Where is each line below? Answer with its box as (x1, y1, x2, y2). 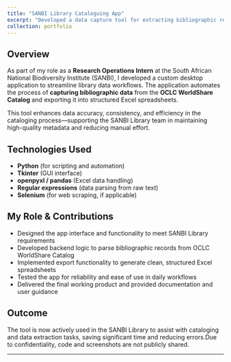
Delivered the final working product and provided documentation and (16, 280, 213, 289)
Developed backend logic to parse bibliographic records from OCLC (16, 243, 210, 251)
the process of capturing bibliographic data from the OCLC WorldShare (7, 89, 213, 97)
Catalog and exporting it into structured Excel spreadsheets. (7, 95, 179, 104)
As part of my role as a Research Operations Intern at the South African (7, 67, 212, 75)
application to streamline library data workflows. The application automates (7, 81, 221, 89)
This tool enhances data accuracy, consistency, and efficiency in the (7, 109, 201, 117)
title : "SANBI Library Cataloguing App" (7, 10, 125, 17)
